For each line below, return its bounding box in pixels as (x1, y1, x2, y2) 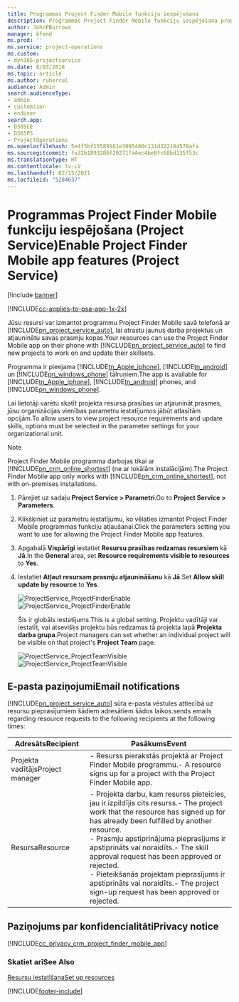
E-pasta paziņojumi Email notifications (7, 680, 180, 692)
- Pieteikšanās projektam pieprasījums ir (89, 869, 225, 879)
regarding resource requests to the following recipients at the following (7, 714, 216, 723)
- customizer (7, 103, 46, 110)
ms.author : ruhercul (7, 76, 69, 84)
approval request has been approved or (89, 852, 222, 862)
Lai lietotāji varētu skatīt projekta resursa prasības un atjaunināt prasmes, (7, 399, 222, 408)
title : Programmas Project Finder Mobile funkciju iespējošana (7, 10, 199, 18)
